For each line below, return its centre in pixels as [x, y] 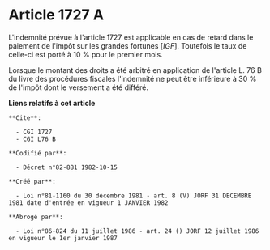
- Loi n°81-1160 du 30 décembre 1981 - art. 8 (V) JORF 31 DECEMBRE [134, 196]
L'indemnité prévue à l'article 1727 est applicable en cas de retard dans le [131, 37]
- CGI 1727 [34, 132]
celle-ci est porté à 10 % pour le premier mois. [86, 54]
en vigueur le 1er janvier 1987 [63, 238]
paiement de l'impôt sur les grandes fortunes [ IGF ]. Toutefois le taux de [128, 45]
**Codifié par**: [38, 153]
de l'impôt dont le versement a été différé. [78, 87]
